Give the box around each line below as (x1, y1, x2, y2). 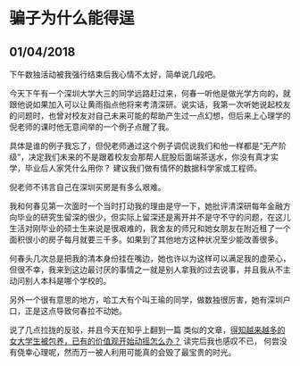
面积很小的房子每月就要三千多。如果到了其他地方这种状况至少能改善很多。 (9, 234, 283, 245)
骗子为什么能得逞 (9, 8, 136, 29)
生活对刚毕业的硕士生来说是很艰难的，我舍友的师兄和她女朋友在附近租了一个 (9, 223, 291, 233)
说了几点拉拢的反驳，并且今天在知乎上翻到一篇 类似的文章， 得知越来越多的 (9, 325, 286, 335)
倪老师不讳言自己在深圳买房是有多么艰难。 (9, 182, 166, 192)
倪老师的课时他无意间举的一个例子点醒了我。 (9, 121, 174, 132)
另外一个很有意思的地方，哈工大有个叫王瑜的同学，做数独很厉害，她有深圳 (9, 295, 283, 304)
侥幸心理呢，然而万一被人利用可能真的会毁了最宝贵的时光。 (16, 347, 237, 357)
